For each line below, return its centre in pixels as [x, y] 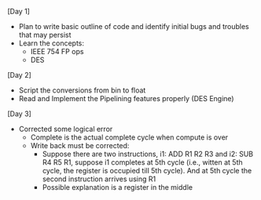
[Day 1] [19, 11]
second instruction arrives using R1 [99, 179]
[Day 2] [20, 75]
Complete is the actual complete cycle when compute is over [129, 137]
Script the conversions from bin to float [82, 90]
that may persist [45, 35]
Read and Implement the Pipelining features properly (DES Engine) [126, 98]
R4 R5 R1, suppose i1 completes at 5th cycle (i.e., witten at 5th [142, 162]
